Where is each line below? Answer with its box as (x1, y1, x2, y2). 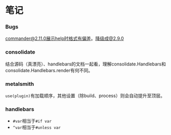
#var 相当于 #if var (12, 118, 52, 124)
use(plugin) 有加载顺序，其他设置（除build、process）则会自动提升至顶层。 (5, 93, 165, 99)
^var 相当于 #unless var (12, 124, 61, 130)
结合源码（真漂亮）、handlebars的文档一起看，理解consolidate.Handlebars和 (5, 61, 166, 67)
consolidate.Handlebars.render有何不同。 (5, 67, 93, 73)
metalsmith (5, 80, 34, 87)
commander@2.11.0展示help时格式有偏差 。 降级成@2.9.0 (5, 35, 124, 41)
